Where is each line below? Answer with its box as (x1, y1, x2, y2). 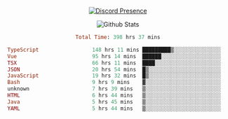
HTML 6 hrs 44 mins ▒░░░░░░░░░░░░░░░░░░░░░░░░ (7, 92, 221, 99)
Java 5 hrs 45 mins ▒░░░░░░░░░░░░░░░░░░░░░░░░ (7, 98, 221, 105)
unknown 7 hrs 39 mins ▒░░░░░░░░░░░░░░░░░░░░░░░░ (7, 85, 221, 92)
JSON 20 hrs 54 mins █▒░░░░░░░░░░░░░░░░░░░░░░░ (7, 66, 221, 73)
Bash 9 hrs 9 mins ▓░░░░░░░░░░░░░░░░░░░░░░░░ (7, 79, 221, 86)
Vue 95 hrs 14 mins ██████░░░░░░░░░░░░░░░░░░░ (7, 52, 221, 59)
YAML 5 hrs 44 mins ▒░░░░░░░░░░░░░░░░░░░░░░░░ (7, 105, 221, 112)
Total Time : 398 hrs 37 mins (75, 34, 161, 41)
